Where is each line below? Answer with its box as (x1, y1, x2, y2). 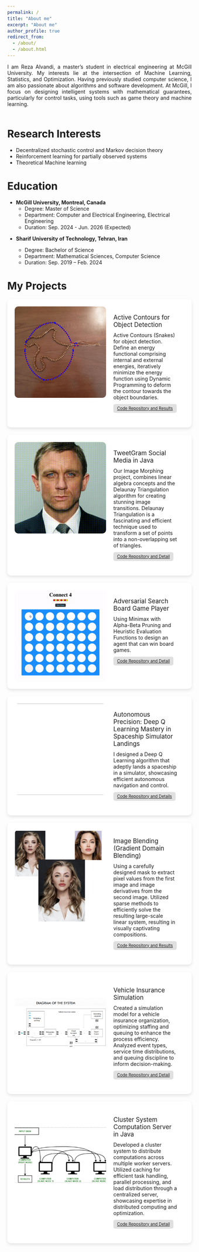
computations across (113, 1153, 164, 1161)
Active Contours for (113, 313, 170, 321)
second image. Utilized (113, 893, 169, 900)
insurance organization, (113, 1017, 170, 1024)
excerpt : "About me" (7, 22, 58, 27)
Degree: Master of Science (24, 205, 90, 212)
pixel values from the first (113, 875, 175, 882)
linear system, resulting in (113, 919, 176, 926)
